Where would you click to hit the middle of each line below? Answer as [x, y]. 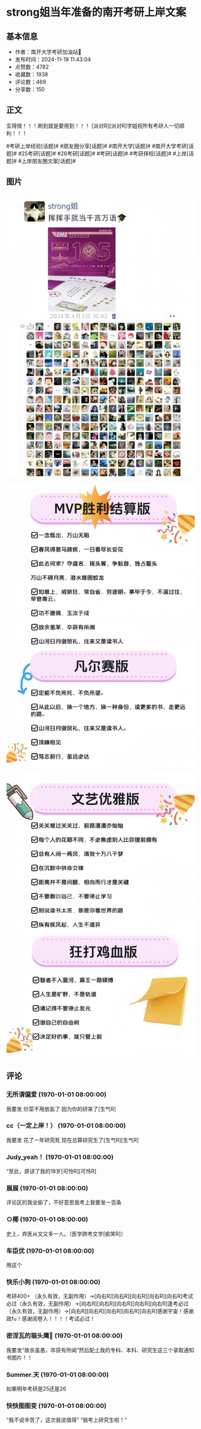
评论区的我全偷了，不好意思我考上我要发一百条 [64, 1202]
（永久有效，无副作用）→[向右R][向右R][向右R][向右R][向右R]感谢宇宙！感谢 [100, 1311]
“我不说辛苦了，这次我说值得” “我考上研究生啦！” [67, 1420]
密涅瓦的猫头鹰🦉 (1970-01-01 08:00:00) [65, 1336]
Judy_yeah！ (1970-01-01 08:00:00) [60, 1157]
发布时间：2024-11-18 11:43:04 [53, 59]
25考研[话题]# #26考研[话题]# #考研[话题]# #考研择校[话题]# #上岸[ [105, 153]
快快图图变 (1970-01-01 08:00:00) [56, 1406]
